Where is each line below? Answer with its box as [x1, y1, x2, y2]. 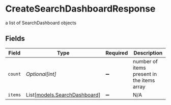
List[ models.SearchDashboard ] [25, 91, 101, 98]
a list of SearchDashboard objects [5, 20, 76, 26]
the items [132, 77, 155, 84]
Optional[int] [25, 70, 56, 77]
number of [132, 58, 158, 65]
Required [105, 49, 128, 56]
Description [133, 49, 163, 56]
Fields [5, 34, 25, 43]
